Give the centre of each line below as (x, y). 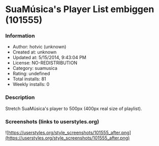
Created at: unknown (35, 52)
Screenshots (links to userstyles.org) (52, 121)
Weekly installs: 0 (31, 84)
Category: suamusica (35, 68)
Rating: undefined (31, 74)
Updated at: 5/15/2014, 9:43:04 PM (49, 58)
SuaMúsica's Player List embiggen (80, 9)
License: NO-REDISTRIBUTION (45, 63)
